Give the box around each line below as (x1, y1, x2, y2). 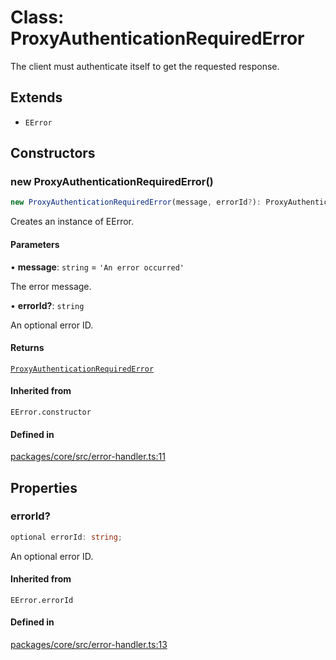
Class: (10, 6, 65, 29)
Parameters (10, 238, 60, 250)
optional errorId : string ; (10, 532, 123, 542)
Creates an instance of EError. (10, 216, 135, 228)
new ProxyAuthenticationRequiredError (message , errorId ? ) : (10, 197, 262, 208)
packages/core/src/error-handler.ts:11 (10, 451, 166, 463)
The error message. (10, 280, 92, 292)
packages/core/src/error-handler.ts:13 (10, 639, 168, 651)
